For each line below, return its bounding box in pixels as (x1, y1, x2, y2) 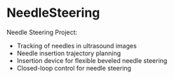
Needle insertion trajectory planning (16, 49, 121, 57)
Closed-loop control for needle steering (16, 64, 131, 72)
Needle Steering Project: (6, 28, 78, 36)
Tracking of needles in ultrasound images (16, 41, 138, 50)
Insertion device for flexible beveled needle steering (16, 56, 168, 64)
